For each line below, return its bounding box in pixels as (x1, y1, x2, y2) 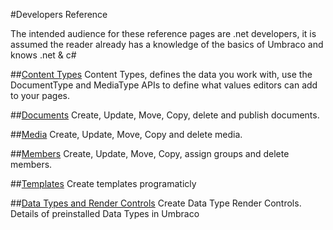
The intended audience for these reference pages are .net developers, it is (10, 28, 317, 39)
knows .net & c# (10, 49, 77, 61)
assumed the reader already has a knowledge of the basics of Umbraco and (10, 39, 324, 50)
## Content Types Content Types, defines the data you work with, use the (10, 69, 313, 80)
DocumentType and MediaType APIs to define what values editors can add (10, 79, 318, 91)
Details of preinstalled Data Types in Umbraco (10, 208, 200, 219)
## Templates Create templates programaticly (10, 178, 197, 189)
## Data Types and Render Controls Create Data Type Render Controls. (10, 197, 302, 209)
